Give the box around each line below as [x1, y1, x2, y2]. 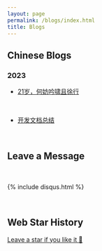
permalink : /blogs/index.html [7, 17, 96, 24]
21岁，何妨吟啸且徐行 [17, 87, 80, 96]
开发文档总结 [17, 116, 54, 124]
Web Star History [7, 217, 84, 229]
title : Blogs [7, 23, 45, 30]
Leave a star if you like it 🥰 [7, 235, 83, 243]
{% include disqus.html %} [7, 182, 85, 191]
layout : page [7, 10, 45, 18]
